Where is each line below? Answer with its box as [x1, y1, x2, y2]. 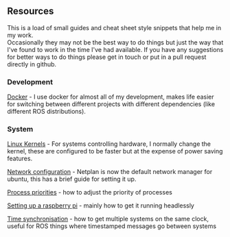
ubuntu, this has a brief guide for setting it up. [7, 175, 137, 184]
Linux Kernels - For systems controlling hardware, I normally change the [7, 140, 211, 148]
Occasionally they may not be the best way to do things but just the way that [7, 38, 224, 47]
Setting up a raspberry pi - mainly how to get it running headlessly [7, 201, 194, 210]
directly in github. [7, 60, 57, 68]
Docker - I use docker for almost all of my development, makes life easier [7, 92, 214, 101]
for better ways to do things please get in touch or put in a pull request [7, 53, 207, 61]
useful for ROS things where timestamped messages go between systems [7, 222, 217, 230]
